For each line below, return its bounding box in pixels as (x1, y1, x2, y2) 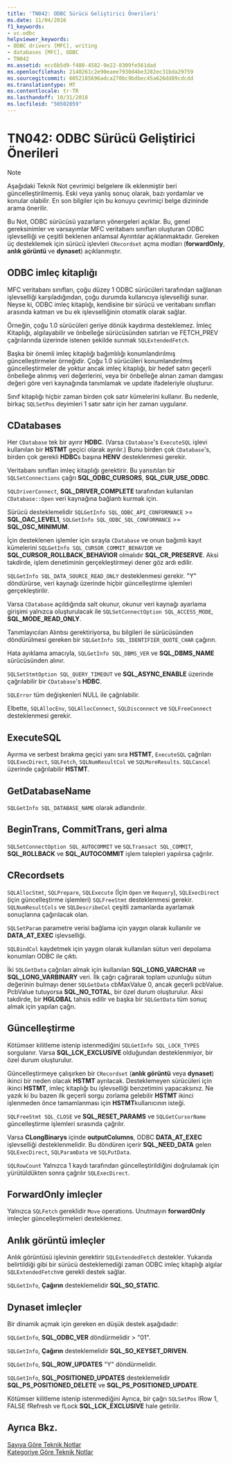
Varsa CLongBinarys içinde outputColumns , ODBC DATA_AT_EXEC (7, 1133, 203, 1141)
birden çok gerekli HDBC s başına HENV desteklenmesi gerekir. (7, 453, 187, 461)
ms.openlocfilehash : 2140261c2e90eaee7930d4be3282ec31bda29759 (7, 68, 194, 75)
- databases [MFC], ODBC (7, 49, 79, 56)
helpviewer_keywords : (7, 36, 70, 43)
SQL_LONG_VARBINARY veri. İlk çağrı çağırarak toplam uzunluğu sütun (7, 973, 212, 981)
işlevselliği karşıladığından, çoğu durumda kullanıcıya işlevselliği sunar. (7, 292, 209, 301)
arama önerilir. (7, 204, 48, 212)
